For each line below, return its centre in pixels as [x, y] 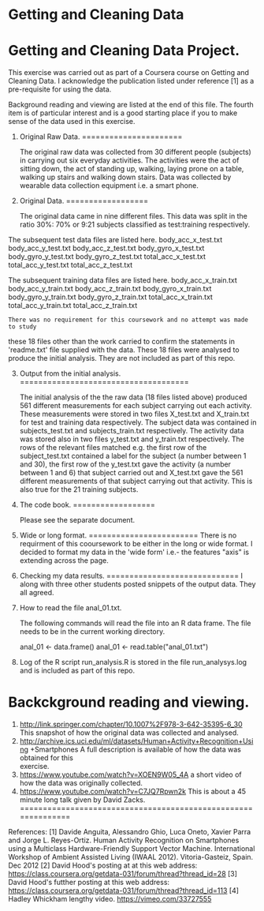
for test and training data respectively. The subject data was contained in [138, 422]
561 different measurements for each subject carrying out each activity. [136, 406]
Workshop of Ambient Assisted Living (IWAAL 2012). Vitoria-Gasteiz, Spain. [131, 857]
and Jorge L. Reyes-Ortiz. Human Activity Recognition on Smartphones [124, 840]
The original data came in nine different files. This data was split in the [134, 216]
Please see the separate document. [77, 520]
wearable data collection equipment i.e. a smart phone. [109, 186]
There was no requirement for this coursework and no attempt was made [128, 320]
